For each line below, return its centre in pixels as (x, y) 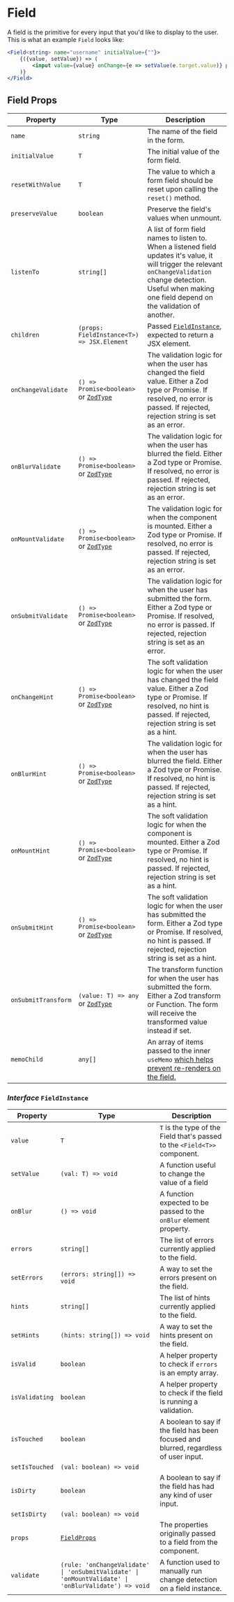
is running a (179, 1402)
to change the (182, 1174)
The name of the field (182, 132)
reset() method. (174, 198)
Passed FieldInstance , (185, 326)
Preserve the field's (179, 210)
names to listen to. (177, 238)
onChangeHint (32, 697)
